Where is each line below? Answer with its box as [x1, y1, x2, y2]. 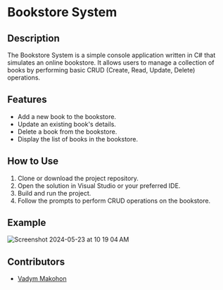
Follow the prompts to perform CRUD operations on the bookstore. [17, 196, 211, 205]
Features [7, 94, 47, 106]
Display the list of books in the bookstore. [17, 134, 139, 143]
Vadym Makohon [17, 275, 67, 283]
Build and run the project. [17, 189, 91, 197]
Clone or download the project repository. [17, 174, 139, 182]
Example [7, 217, 46, 229]
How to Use [7, 156, 59, 168]
